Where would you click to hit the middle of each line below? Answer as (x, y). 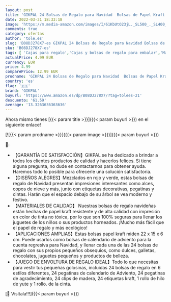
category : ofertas (25, 34)
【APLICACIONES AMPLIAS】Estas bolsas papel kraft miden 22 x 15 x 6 (88, 234)
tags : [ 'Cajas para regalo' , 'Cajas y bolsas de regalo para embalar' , (83, 53)
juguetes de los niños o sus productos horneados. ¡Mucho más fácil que (88, 222)
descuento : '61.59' (26, 100)
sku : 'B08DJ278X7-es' (28, 48)
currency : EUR (20, 62)
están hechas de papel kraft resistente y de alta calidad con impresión (86, 212)
